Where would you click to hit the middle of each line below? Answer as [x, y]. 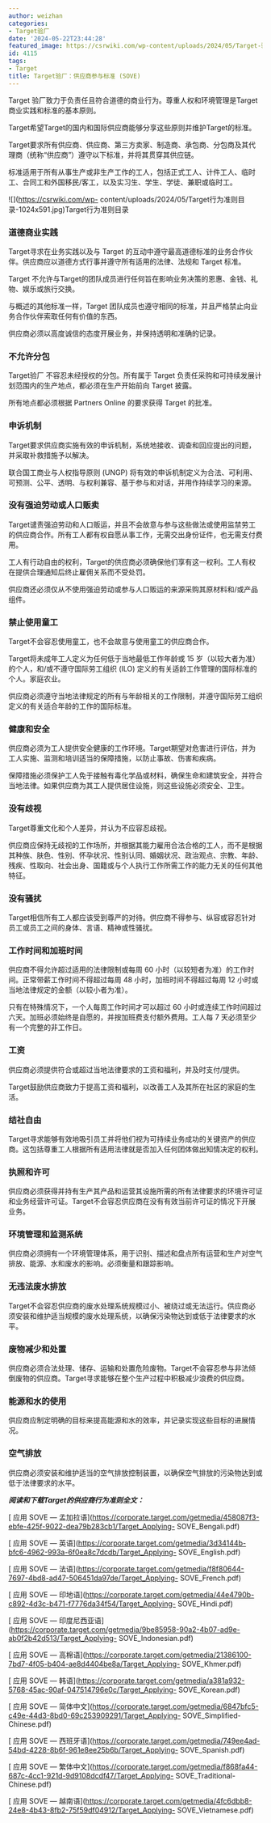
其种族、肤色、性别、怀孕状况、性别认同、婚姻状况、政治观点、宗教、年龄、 [135, 855]
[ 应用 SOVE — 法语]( [44, 1569]
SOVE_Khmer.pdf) [212, 1664]
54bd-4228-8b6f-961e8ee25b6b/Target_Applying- [94, 1749]
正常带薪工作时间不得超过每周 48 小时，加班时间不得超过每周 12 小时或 [140, 980]
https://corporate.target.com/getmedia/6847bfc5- [176, 1706]
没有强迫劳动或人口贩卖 [54, 505]
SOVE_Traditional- [206, 1775]
